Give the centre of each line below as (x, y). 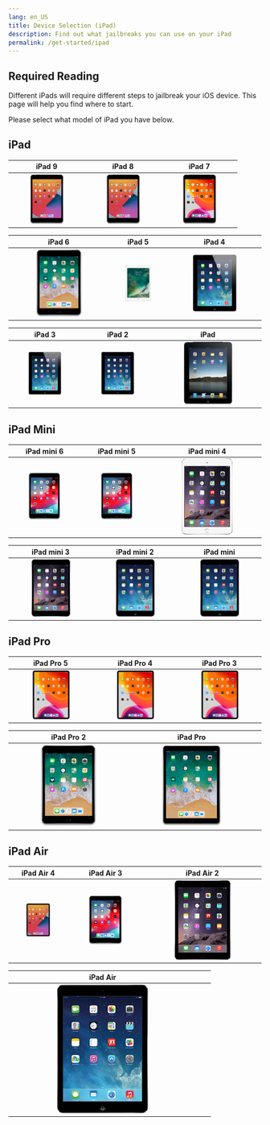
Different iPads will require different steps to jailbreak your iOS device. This (133, 96)
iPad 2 (118, 334)
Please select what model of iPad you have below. (91, 120)
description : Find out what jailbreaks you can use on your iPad (120, 34)
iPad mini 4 (207, 451)
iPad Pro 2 (69, 737)
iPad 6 (59, 242)
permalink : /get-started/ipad (59, 43)
